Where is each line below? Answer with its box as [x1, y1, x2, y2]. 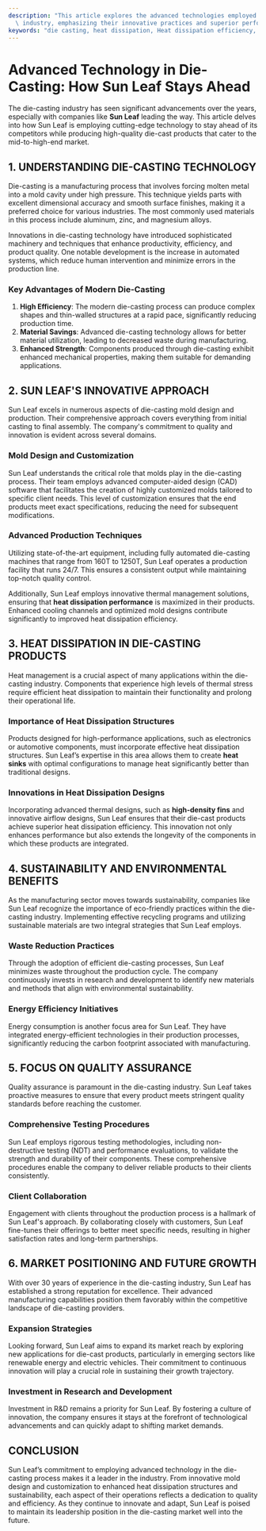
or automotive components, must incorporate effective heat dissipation [8, 742, 240, 751]
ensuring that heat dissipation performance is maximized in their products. [8, 597, 256, 607]
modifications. [8, 510, 55, 520]
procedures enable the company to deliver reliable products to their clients [8, 1162, 252, 1172]
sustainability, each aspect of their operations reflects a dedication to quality [8, 1491, 258, 1500]
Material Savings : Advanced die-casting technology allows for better [19, 327, 247, 337]
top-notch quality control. [8, 573, 92, 583]
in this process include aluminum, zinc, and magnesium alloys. [8, 215, 212, 224]
